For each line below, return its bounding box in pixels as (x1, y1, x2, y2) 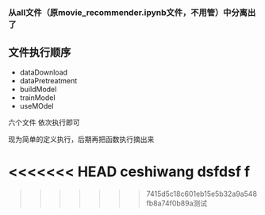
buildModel (19, 84, 57, 94)
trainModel (19, 93, 56, 102)
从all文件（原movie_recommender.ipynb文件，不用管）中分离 (8, 6, 248, 17)
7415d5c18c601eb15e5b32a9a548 (146, 189, 258, 198)
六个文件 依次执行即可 (8, 117, 80, 127)
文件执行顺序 (8, 46, 71, 60)
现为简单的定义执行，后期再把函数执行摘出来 (8, 134, 155, 144)
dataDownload (19, 67, 68, 77)
